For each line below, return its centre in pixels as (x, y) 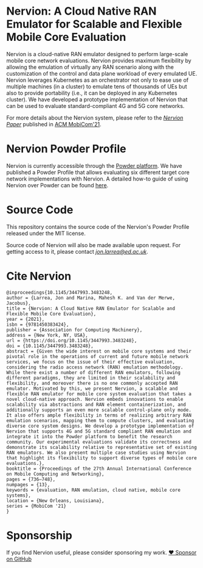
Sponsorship (40, 535)
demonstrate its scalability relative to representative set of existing (102, 447)
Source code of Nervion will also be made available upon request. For (94, 245)
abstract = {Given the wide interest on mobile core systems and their (99, 351)
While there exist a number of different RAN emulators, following (94, 372)
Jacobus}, (19, 303)
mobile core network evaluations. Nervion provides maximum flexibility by (99, 60)
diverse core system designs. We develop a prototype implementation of (100, 426)
